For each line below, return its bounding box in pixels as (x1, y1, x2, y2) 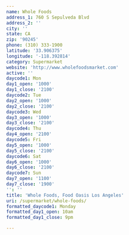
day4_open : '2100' (6, 131, 52, 138)
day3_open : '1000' (6, 114, 52, 120)
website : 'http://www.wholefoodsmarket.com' (6, 64, 119, 71)
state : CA (6, 31, 31, 37)
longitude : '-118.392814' (6, 53, 70, 59)
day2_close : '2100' (6, 103, 55, 109)
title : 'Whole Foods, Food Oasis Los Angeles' (6, 192, 124, 198)
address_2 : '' (6, 20, 42, 26)
